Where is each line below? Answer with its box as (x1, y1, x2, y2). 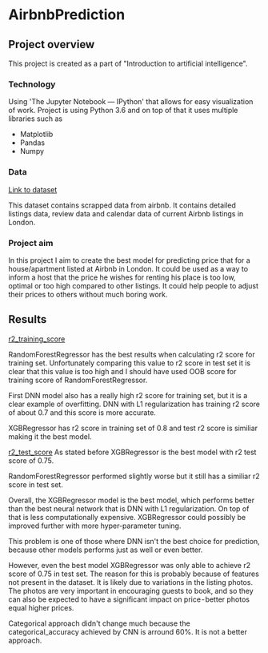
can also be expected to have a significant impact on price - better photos (8, 595, 250, 604)
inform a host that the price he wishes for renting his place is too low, (8, 272, 236, 282)
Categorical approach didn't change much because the (8, 619, 190, 628)
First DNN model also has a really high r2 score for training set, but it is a (8, 390, 248, 400)
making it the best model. (8, 431, 92, 441)
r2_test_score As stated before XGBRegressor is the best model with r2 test (8, 447, 257, 457)
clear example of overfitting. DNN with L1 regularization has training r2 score (8, 399, 260, 409)
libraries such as (8, 114, 62, 123)
